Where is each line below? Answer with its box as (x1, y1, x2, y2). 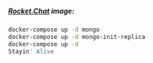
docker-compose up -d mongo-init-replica (8, 33, 146, 40)
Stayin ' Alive (8, 47, 55, 55)
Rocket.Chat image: (8, 6, 75, 16)
